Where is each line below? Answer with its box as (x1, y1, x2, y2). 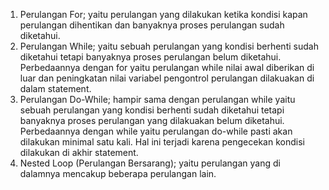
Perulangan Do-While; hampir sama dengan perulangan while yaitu (19, 94, 296, 105)
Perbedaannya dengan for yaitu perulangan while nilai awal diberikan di (19, 62, 315, 73)
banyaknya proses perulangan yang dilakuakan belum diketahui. (19, 115, 285, 126)
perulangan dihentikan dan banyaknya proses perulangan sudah (19, 19, 285, 31)
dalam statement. (19, 83, 92, 94)
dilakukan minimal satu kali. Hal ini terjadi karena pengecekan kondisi (19, 136, 305, 148)
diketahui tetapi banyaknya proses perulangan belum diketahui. (19, 51, 282, 63)
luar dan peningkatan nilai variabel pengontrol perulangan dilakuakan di (19, 72, 315, 84)
